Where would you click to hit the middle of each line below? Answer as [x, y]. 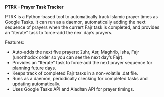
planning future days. [34, 68]
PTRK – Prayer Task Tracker [34, 7]
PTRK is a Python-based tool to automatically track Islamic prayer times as [82, 17]
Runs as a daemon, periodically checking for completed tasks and [80, 78]
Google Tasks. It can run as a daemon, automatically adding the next [75, 22]
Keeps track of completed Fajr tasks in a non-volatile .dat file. [75, 73]
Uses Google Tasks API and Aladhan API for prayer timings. [73, 89]
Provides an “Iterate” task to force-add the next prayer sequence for [82, 62]
